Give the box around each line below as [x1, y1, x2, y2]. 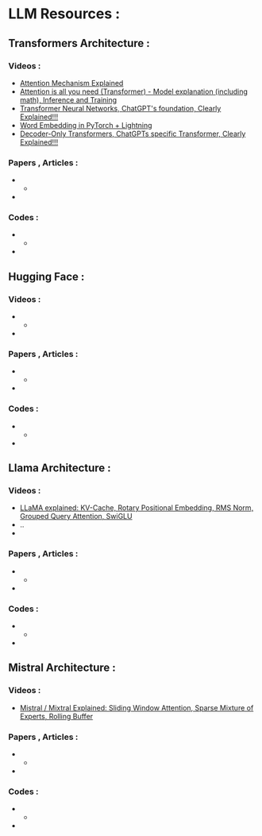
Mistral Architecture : [8, 661, 117, 675]
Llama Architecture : [8, 462, 111, 475]
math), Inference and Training [19, 95, 118, 104]
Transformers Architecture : [8, 37, 151, 50]
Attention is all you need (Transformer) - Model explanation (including [19, 87, 249, 96]
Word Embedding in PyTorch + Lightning [19, 120, 152, 130]
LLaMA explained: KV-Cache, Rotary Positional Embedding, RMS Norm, [19, 503, 254, 513]
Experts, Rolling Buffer [19, 711, 94, 721]
